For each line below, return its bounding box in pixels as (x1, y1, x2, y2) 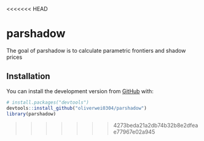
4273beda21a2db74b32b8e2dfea (113, 122, 198, 129)
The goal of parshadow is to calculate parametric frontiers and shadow (6, 47, 186, 54)
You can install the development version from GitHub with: (6, 87, 154, 94)
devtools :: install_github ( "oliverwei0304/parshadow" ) (6, 105, 147, 111)
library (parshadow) (6, 110, 57, 117)
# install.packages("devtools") (6, 99, 89, 105)
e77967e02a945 (113, 128, 155, 135)
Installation (6, 71, 50, 82)
